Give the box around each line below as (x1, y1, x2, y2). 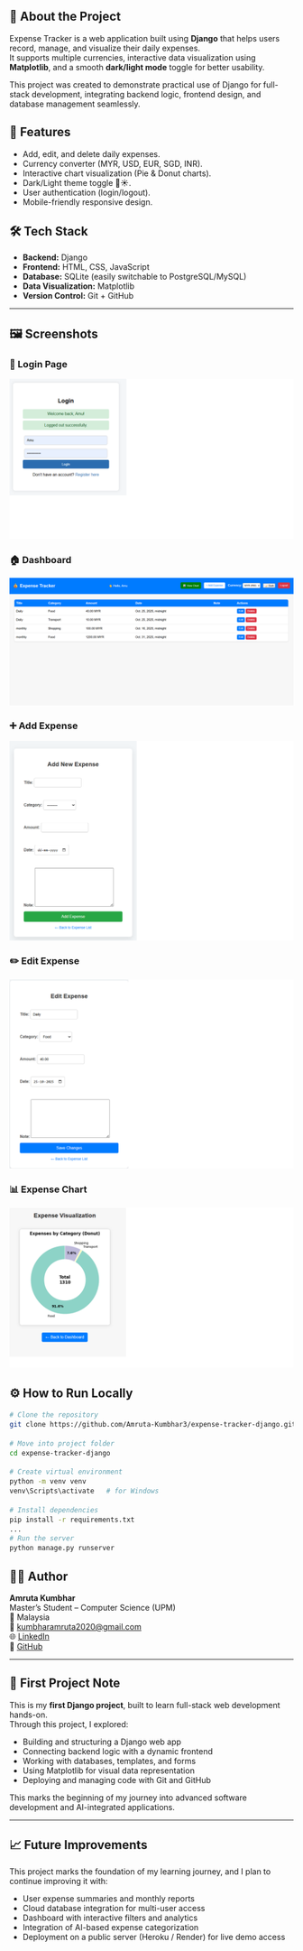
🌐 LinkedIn (9, 1631, 50, 1642)
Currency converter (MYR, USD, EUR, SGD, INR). (22, 158, 203, 169)
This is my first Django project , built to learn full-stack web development (9, 1699, 281, 1710)
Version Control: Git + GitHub (22, 291, 134, 301)
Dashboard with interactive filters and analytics (22, 1912, 198, 1923)
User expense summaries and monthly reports (22, 1892, 196, 1904)
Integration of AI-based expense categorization (22, 1921, 199, 1932)
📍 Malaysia (9, 1612, 50, 1623)
